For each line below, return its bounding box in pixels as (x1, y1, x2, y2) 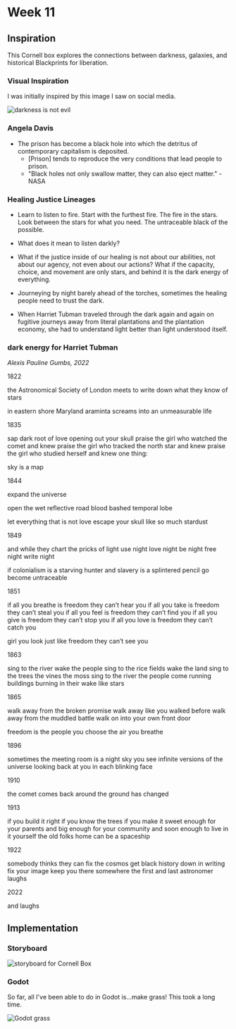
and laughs (7, 901, 40, 910)
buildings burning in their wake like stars (7, 679, 125, 688)
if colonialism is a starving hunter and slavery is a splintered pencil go (7, 566, 209, 574)
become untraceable (7, 574, 68, 582)
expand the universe (7, 491, 67, 499)
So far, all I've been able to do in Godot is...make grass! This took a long (7, 993, 216, 1002)
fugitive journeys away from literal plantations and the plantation (17, 317, 204, 326)
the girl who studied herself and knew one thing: (7, 449, 148, 458)
